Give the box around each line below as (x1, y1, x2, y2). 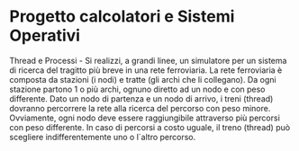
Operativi (9, 25, 81, 46)
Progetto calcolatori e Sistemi (9, 6, 235, 27)
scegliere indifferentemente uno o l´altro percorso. (9, 131, 196, 142)
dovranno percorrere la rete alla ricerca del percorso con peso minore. (9, 102, 271, 113)
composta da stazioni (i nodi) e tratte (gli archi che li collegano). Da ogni (9, 74, 276, 84)
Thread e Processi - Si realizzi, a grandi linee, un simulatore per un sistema (9, 55, 287, 66)
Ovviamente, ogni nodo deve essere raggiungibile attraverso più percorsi (9, 112, 281, 123)
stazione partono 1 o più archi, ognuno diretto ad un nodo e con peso (9, 84, 266, 94)
